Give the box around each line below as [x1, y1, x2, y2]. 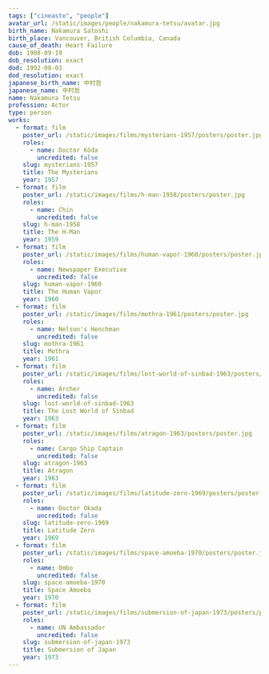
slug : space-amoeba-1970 [22, 579, 106, 587]
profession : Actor [8, 101, 70, 109]
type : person [8, 109, 52, 117]
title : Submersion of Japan [22, 646, 116, 654]
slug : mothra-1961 [22, 340, 84, 348]
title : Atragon [22, 467, 74, 475]
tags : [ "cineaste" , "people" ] [8, 11, 110, 20]
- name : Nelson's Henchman [29, 325, 120, 333]
